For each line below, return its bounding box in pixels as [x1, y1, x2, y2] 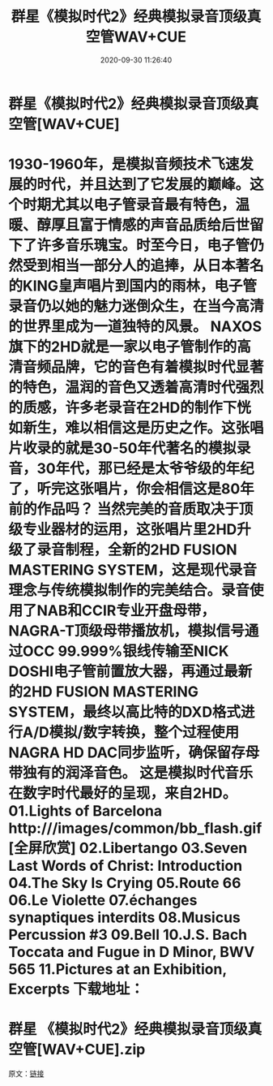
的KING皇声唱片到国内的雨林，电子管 [8, 277, 258, 295]
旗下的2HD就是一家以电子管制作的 [8, 338, 237, 356]
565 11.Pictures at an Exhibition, [8, 960, 227, 979]
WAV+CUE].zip [41, 1041, 146, 1059]
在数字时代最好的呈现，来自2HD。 [8, 784, 237, 803]
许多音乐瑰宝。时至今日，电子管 [36, 236, 250, 255]
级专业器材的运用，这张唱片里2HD [8, 520, 237, 539]
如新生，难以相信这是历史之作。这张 [8, 419, 250, 437]
